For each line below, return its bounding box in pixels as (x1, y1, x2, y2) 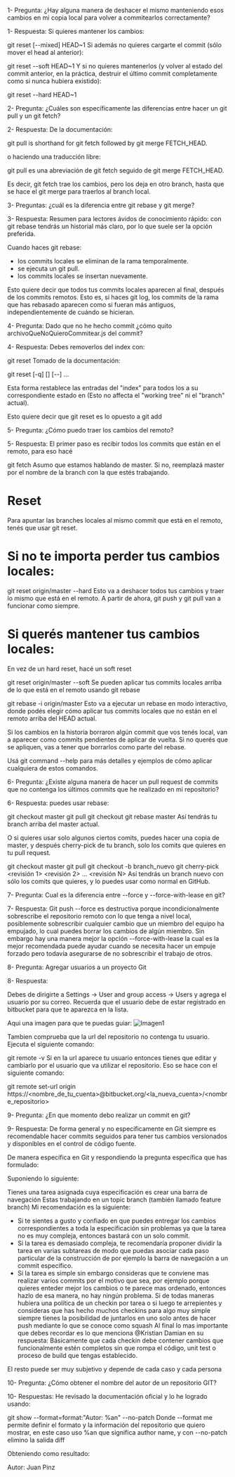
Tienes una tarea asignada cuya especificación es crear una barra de (7, 1188, 208, 1196)
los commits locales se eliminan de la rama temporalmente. (17, 257, 189, 265)
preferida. (7, 230, 36, 238)
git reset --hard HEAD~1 (7, 91, 77, 99)
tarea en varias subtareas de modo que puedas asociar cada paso (17, 1246, 209, 1254)
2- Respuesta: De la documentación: (7, 125, 114, 133)
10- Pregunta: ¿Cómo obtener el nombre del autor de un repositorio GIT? (7, 1378, 217, 1387)
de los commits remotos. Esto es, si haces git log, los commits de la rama (7, 293, 219, 301)
